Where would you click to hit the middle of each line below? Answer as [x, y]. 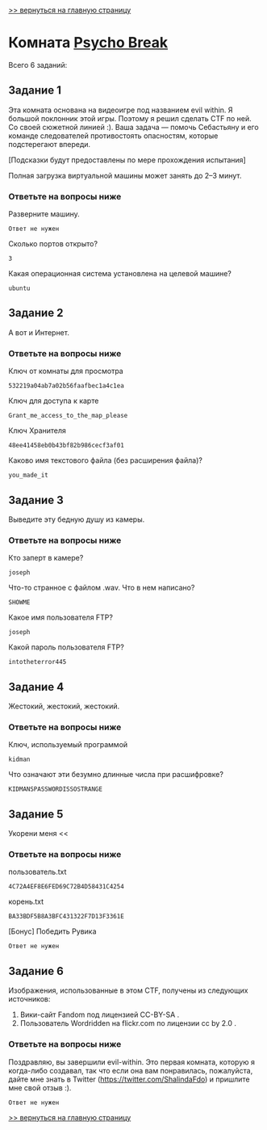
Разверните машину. [44, 214]
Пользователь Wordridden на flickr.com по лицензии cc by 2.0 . [128, 1023]
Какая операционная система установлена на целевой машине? [120, 274]
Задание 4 [36, 687]
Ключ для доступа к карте [54, 401]
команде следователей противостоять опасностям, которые [113, 136]
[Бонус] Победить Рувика [52, 931]
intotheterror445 [38, 662]
